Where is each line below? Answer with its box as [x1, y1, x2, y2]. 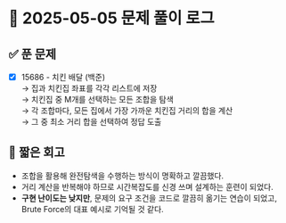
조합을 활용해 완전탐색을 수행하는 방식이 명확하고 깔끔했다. [20, 170, 225, 181]
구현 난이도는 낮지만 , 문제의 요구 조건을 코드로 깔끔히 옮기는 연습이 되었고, [20, 193, 278, 203]
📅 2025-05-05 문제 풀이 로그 [8, 8, 215, 29]
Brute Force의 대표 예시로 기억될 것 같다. [20, 203, 164, 214]
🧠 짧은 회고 [8, 145, 66, 161]
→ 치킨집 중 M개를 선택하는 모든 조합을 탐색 [20, 95, 175, 105]
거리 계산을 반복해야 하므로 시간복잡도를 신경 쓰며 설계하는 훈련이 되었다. [20, 181, 274, 192]
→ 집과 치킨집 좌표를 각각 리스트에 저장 [20, 83, 158, 94]
